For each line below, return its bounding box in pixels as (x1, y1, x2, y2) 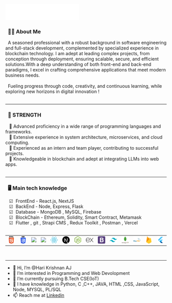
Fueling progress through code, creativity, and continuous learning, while (7, 83, 162, 89)
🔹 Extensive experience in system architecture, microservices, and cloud (9, 134, 163, 140)
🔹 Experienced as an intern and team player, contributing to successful (9, 145, 159, 151)
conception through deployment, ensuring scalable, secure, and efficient (5, 56, 159, 62)
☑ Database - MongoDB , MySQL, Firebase (9, 208, 101, 215)
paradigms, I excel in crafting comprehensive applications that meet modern (5, 67, 166, 73)
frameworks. (5, 128, 32, 134)
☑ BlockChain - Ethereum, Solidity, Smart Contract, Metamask (9, 214, 142, 220)
